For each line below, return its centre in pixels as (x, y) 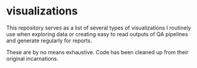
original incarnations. (32, 58)
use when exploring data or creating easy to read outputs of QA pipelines (97, 34)
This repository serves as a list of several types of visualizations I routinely (99, 28)
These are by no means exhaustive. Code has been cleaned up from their (97, 52)
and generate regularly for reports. (49, 40)
